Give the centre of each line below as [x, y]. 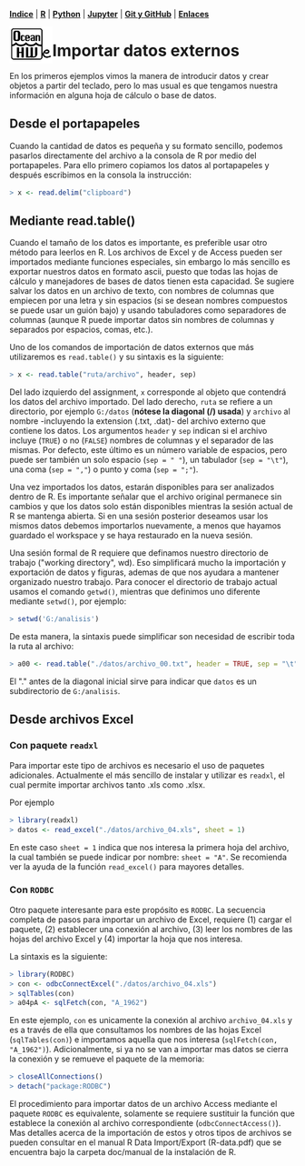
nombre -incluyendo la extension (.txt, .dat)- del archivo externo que [138, 421]
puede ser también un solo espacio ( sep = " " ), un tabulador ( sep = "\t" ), [149, 460]
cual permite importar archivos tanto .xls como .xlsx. [108, 784]
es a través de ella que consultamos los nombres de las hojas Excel [135, 1030]
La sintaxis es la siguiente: [59, 956]
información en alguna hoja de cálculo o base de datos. [113, 95]
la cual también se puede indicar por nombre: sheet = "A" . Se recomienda [148, 857]
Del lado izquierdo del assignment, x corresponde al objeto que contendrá [148, 392]
